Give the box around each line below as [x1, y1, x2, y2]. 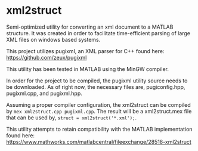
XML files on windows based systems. [6, 36, 101, 43]
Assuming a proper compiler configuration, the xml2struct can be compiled [6, 101, 191, 108]
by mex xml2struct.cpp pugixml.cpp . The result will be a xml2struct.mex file [6, 107, 192, 115]
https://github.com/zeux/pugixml [6, 54, 87, 61]
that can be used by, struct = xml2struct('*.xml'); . [6, 114, 137, 121]
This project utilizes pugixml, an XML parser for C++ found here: [6, 47, 165, 54]
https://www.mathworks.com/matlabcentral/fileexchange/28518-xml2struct [6, 138, 192, 145]
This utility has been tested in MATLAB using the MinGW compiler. [6, 65, 169, 72]
